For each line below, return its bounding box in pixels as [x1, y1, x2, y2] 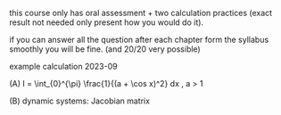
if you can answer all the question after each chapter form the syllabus [9, 35, 269, 45]
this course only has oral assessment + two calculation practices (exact [9, 8, 273, 18]
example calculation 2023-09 [9, 62, 118, 71]
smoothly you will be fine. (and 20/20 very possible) [9, 44, 201, 54]
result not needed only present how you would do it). [9, 17, 203, 28]
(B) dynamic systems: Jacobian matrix [9, 95, 150, 106]
